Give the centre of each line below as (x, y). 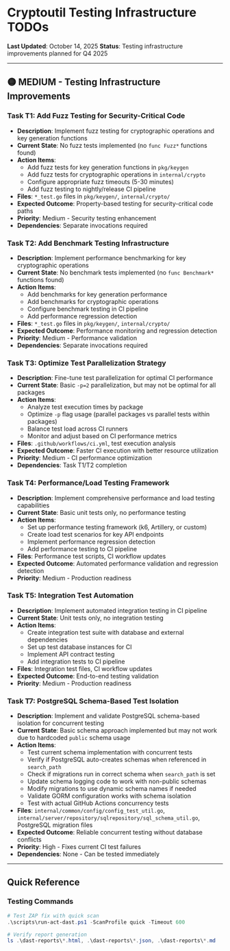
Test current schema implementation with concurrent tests (110, 752)
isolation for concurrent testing (61, 723)
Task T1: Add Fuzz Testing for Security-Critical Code (96, 116)
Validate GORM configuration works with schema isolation (109, 796)
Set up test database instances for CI (79, 647)
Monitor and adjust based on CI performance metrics (102, 436)
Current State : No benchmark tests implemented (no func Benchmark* (115, 272)
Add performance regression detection (82, 316)
